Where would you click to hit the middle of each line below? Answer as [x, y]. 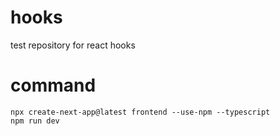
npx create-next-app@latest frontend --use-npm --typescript [140, 112]
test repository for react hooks [73, 45]
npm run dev [35, 121]
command [53, 85]
